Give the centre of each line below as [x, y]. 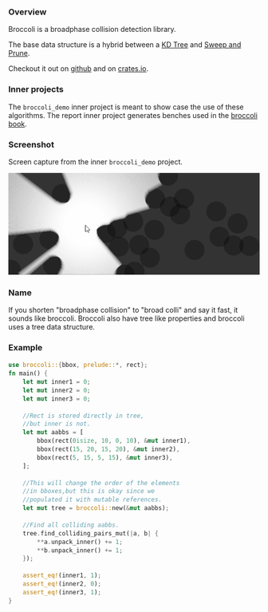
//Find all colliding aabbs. [71, 525]
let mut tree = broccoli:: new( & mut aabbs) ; [96, 508]
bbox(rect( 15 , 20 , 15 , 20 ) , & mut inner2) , [108, 449]
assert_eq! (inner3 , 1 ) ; [62, 592]
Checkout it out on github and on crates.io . [79, 69]
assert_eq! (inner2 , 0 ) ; [62, 584]
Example [26, 347]
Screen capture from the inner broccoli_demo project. [96, 161]
